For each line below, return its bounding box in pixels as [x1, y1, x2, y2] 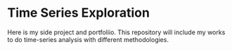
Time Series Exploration [7, 5, 150, 21]
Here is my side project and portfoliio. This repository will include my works [7, 28, 226, 36]
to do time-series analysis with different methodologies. [7, 35, 169, 43]
